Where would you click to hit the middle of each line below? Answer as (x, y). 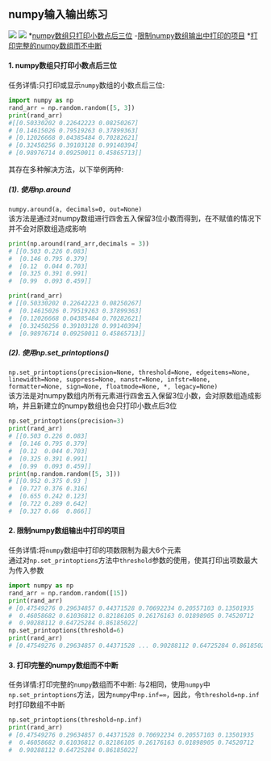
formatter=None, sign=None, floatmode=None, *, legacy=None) (113, 387)
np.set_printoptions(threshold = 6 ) (67, 631)
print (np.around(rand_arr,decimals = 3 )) (79, 244)
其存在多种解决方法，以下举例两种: (66, 170)
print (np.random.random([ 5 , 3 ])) (65, 474)
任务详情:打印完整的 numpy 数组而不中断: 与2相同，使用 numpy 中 (110, 684)
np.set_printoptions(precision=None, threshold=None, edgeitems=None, (129, 373)
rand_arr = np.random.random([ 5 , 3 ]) (72, 107)
